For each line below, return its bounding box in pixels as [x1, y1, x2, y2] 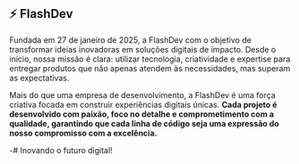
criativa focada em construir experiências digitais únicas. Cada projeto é [9, 99, 278, 110]
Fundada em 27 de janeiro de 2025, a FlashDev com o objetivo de [9, 34, 252, 45]
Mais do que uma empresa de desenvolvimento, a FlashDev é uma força [9, 89, 276, 100]
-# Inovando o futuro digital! [9, 144, 114, 155]
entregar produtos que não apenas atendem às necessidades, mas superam [9, 62, 291, 73]
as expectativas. [9, 72, 70, 83]
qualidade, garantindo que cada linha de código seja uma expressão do [9, 118, 279, 128]
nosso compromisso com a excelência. [9, 127, 158, 138]
